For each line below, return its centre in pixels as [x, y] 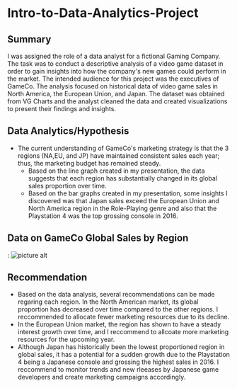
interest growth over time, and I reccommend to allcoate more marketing [123, 332]
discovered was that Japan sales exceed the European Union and [123, 200]
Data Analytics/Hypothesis [68, 131]
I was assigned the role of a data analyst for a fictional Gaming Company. [114, 56]
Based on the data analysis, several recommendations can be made [116, 295]
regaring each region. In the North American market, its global [108, 302]
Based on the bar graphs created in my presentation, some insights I [128, 193]
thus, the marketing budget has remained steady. [89, 163]
